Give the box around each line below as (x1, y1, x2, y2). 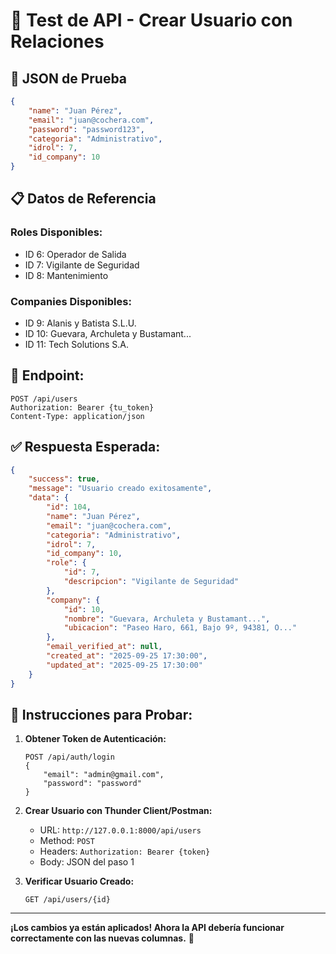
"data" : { (28, 493, 70, 503)
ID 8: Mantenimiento (24, 269, 109, 281)
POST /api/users (10, 394, 78, 404)
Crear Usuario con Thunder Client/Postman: (24, 805, 213, 817)
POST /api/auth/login (24, 752, 115, 763)
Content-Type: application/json (10, 411, 145, 421)
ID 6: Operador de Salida (24, 248, 127, 260)
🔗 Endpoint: (10, 367, 85, 384)
